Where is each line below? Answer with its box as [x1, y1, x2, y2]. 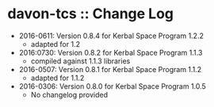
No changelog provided [30, 90, 109, 99]
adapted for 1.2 [30, 39, 81, 48]
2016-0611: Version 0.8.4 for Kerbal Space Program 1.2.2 [18, 31, 204, 40]
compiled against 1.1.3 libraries [30, 56, 131, 66]
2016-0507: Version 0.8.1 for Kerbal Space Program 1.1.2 [18, 64, 202, 74]
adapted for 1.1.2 [30, 73, 85, 82]
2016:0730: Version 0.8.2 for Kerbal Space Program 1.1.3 [18, 48, 203, 57]
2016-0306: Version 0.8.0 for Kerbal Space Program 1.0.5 [18, 81, 207, 91]
